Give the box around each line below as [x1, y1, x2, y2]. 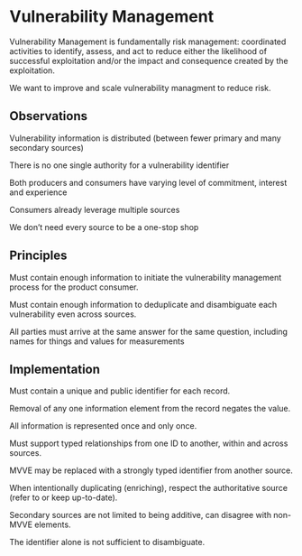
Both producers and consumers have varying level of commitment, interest [9, 177, 288, 188]
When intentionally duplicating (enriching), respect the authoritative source [9, 483, 288, 494]
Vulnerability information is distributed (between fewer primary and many [9, 133, 281, 144]
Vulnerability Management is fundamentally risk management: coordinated [9, 36, 287, 47]
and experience [9, 187, 68, 198]
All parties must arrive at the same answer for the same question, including [9, 326, 288, 337]
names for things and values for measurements [9, 336, 185, 347]
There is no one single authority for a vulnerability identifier [9, 160, 230, 171]
